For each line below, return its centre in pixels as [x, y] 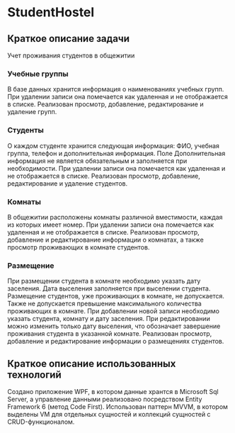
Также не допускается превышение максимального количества [104, 304]
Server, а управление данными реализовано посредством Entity [105, 399]
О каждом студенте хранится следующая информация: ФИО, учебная [113, 145]
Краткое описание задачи [68, 39]
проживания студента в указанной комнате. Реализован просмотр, [110, 334]
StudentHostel [51, 12]
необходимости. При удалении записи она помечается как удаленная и [116, 168]
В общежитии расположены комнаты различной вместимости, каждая [115, 217]
